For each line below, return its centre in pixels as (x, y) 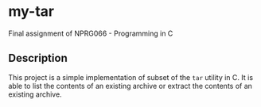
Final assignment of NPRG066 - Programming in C (91, 33)
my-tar (31, 11)
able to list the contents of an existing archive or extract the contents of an (130, 86)
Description (38, 58)
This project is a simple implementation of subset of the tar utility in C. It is (130, 77)
